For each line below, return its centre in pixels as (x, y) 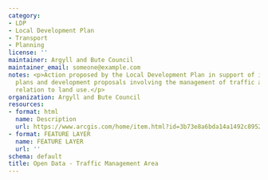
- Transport (28, 38)
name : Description (46, 119)
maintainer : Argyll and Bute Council (71, 61)
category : (25, 16)
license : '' (28, 53)
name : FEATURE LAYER (49, 141)
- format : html (33, 112)
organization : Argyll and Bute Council (75, 97)
